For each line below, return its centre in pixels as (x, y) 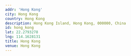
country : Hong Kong (25, 19)
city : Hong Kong (22, 14)
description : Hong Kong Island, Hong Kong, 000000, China (65, 23)
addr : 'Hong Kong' (24, 9)
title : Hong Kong (23, 41)
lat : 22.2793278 (22, 32)
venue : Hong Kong (23, 46)
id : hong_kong (20, 28)
